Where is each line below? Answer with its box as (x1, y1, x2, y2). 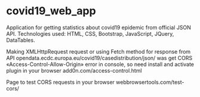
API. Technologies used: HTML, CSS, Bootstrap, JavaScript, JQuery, (6, 30, 174, 37)
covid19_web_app (6, 4, 97, 18)
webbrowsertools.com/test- (116, 79, 184, 86)
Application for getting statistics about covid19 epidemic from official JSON (6, 24, 191, 31)
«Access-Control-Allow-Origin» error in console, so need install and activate (6, 61, 195, 68)
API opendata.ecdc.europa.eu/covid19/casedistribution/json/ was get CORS (6, 54, 193, 61)
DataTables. (6, 36, 35, 43)
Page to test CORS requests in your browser (6, 79, 115, 86)
